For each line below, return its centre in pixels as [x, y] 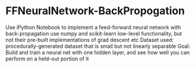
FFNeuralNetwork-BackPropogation [95, 11]
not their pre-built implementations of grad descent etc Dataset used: [90, 40]
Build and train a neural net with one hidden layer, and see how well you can [98, 52]
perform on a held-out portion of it [47, 59]
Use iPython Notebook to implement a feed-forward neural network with [93, 27]
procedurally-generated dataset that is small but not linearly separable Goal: [98, 46]
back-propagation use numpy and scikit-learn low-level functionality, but [94, 33]
